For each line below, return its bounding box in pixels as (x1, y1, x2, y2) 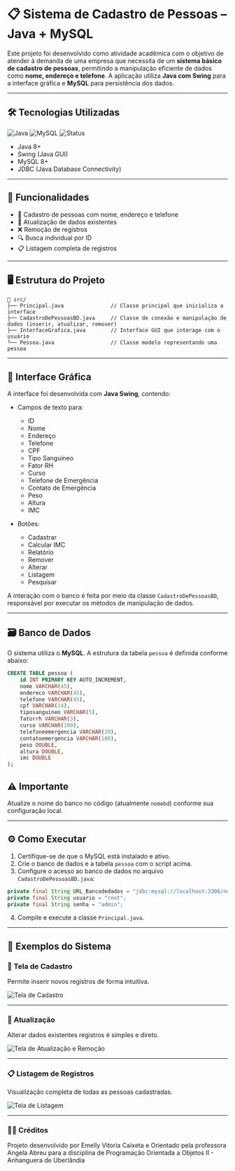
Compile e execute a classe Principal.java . (17, 913, 145, 922)
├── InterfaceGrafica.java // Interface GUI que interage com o (7, 327, 220, 334)
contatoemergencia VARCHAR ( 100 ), (20, 734, 117, 742)
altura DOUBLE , (20, 748, 64, 755)
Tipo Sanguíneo (27, 454, 74, 463)
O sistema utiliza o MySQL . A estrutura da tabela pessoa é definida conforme (7, 649, 229, 657)
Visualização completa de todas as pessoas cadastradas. (7, 1088, 173, 1096)
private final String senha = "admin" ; (7, 900, 124, 908)
